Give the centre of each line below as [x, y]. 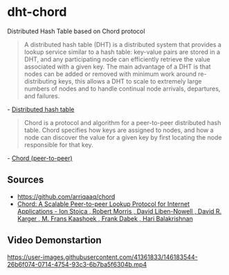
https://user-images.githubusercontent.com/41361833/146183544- [103, 257]
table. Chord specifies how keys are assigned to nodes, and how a [119, 130]
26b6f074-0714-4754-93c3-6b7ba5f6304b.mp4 [77, 264]
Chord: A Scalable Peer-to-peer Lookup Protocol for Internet [103, 204]
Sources [26, 180]
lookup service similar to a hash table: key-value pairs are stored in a [122, 52]
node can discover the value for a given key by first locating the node [123, 137]
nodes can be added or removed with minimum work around [110, 74]
